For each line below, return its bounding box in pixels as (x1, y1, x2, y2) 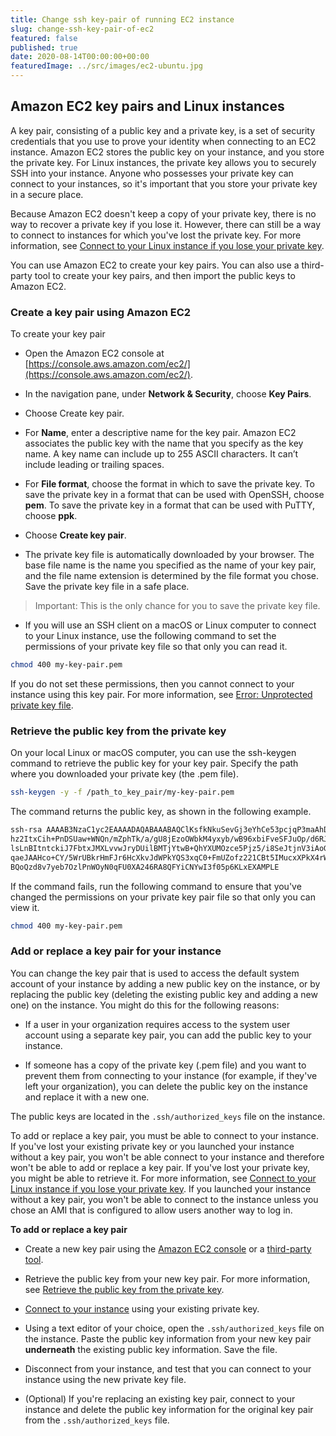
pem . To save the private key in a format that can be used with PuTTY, (24, 499, 316, 511)
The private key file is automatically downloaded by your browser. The (24, 549, 315, 561)
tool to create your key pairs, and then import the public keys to (34, 269, 296, 281)
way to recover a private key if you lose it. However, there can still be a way (10, 218, 322, 230)
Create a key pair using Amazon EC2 (10, 305, 192, 319)
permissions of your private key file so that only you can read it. (24, 641, 288, 653)
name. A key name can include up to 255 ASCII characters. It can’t (24, 448, 299, 460)
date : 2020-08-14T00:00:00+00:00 (10, 52, 150, 62)
